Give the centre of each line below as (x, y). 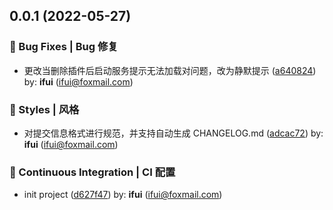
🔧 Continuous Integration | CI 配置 (92, 172)
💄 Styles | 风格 (44, 109)
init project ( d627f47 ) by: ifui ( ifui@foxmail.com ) (123, 195)
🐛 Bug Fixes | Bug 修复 (64, 47)
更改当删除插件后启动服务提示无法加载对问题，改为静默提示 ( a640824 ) (170, 70)
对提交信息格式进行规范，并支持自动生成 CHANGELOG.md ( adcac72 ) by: (173, 133)
